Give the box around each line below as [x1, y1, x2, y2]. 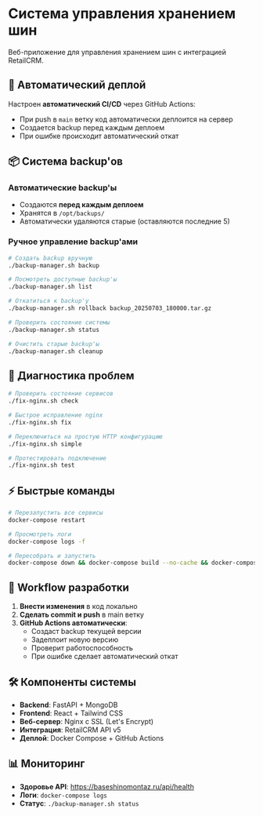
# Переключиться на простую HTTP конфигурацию [8, 432, 163, 440]
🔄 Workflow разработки [8, 581, 129, 594]
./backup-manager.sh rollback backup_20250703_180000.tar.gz [8, 304, 212, 312]
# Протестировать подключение [8, 454, 107, 462]
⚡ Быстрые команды [8, 484, 115, 497]
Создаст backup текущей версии [31, 627, 142, 636]
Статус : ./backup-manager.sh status [19, 798, 139, 808]
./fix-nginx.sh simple [8, 440, 82, 448]
